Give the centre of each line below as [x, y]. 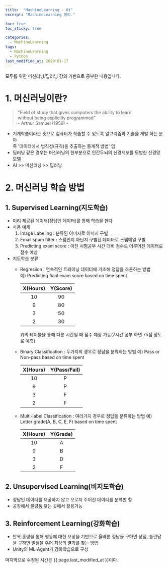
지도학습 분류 [25, 259]
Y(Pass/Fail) [65, 370]
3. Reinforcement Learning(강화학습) [63, 523]
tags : [11, 47]
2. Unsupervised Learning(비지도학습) [65, 486]
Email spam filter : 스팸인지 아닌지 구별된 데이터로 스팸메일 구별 [83, 240]
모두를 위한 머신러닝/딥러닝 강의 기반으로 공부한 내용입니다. [63, 76]
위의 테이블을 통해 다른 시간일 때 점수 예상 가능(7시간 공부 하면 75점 [86, 335]
